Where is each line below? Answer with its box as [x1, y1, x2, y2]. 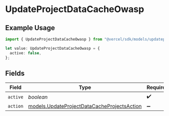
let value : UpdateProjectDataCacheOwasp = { [5, 46, 100, 51]
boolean [28, 93, 48, 100]
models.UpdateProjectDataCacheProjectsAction [28, 103, 142, 110]
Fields [5, 69, 25, 77]
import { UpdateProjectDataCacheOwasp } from [5, 37, 102, 42]
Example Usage [5, 24, 55, 32]
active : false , [10, 50, 42, 56]
